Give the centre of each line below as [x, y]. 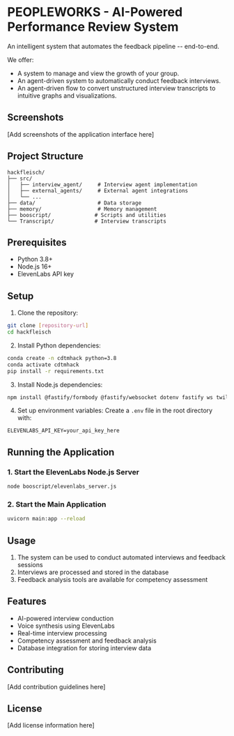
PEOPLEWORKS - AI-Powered [95, 12]
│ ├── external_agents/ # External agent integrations [98, 190]
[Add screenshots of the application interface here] [81, 134]
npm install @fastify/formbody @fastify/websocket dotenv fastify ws [110, 397]
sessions [30, 564]
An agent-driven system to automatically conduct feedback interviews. [119, 80]
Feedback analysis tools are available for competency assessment [112, 579]
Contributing [36, 670]
